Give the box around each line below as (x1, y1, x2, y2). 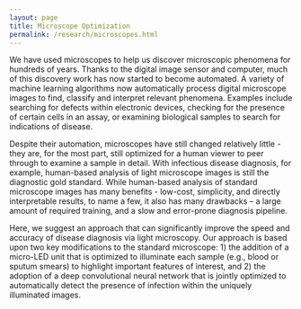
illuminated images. (9, 289, 82, 301)
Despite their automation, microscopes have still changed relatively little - (9, 138, 281, 149)
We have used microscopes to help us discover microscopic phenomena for (9, 55, 291, 66)
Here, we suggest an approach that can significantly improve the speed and (9, 223, 290, 234)
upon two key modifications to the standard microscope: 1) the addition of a (9, 242, 289, 252)
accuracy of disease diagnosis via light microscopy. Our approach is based (9, 233, 288, 243)
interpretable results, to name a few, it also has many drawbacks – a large (9, 196, 281, 207)
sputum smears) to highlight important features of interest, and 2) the (9, 261, 267, 272)
